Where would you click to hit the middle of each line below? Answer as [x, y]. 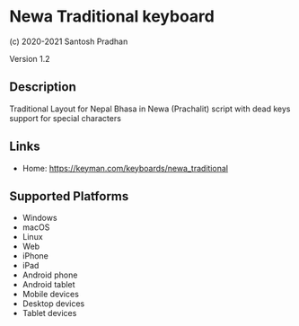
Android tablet [48, 285]
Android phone [50, 275]
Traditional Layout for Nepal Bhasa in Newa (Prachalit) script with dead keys [150, 109]
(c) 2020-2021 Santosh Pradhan [69, 41]
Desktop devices [53, 304]
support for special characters [65, 118]
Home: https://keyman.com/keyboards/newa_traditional [125, 168]
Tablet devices [49, 313]
